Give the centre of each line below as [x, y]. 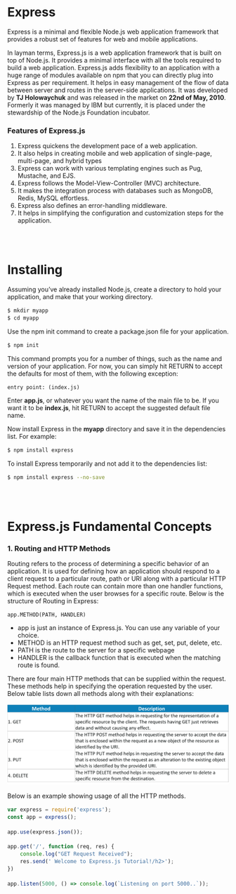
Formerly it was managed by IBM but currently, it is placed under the [106, 105]
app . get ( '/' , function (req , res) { [61, 847]
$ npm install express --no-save [56, 477]
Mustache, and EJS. [46, 176]
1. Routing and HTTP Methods [59, 548]
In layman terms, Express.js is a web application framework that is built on [114, 53]
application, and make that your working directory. [80, 297]
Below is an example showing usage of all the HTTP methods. [97, 796]
